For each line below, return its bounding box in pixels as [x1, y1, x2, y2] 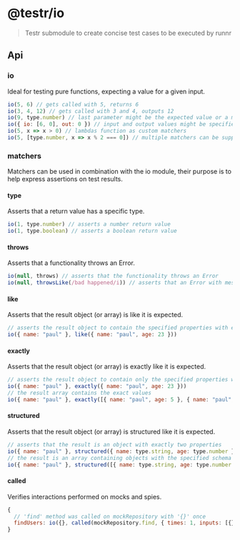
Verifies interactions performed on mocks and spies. [7, 492, 162, 501]
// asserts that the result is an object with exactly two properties [7, 441, 222, 448]
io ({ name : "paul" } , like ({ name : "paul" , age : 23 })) [7, 331, 177, 339]
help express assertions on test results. [7, 175, 124, 184]
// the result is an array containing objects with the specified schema [7, 454, 232, 461]
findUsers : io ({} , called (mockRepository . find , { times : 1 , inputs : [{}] [14, 519, 238, 526]
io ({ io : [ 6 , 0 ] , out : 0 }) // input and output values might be [7, 121, 206, 128]
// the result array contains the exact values [7, 389, 152, 396]
